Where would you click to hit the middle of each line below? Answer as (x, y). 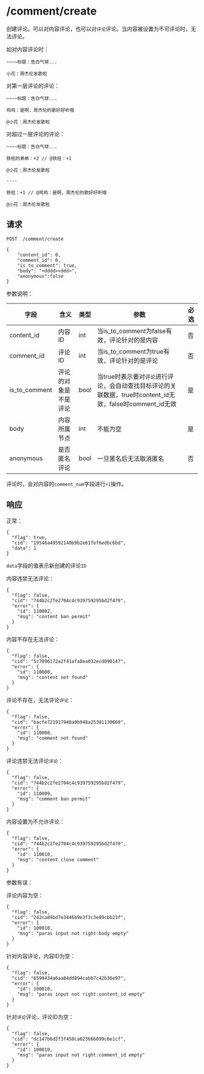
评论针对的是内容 (134, 340)
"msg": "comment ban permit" (54, 799)
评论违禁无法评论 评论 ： (35, 760)
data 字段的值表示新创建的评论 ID (46, 565)
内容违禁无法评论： (30, 578)
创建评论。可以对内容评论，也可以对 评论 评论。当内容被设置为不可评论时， (99, 29)
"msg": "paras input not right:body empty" (73, 933)
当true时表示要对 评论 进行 (132, 376)
